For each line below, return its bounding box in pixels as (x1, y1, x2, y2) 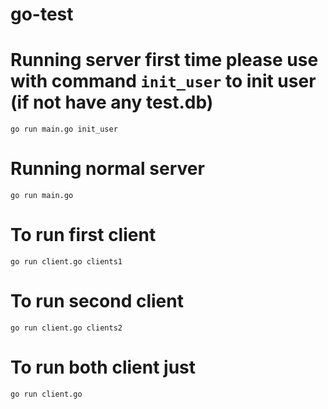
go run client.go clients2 (10, 323, 123, 333)
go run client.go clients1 (10, 257, 123, 267)
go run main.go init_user (10, 124, 118, 135)
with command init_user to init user (10, 70, 317, 93)
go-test (10, 3, 74, 26)
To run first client (10, 224, 157, 247)
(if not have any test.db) (10, 91, 214, 114)
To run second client (10, 290, 184, 313)
